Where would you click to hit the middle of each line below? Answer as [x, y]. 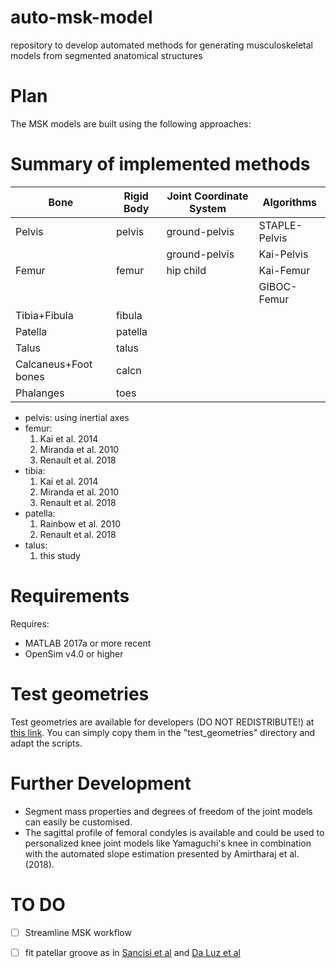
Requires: [30, 623]
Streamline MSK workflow [78, 932]
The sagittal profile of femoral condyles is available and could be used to [174, 832]
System [208, 208]
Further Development [101, 783]
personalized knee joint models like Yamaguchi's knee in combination [168, 843]
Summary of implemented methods [160, 164]
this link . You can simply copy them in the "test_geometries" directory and [163, 732]
